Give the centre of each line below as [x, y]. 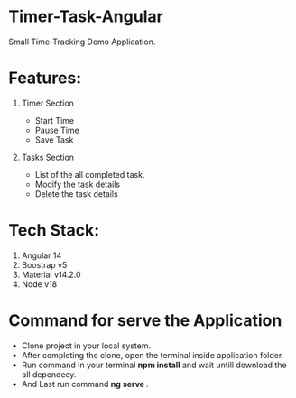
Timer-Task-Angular [86, 17]
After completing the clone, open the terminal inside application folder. [153, 355]
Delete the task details [76, 194]
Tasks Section [47, 157]
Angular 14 [42, 255]
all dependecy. [49, 374]
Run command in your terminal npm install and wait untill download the [154, 365]
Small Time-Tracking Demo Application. [82, 42]
